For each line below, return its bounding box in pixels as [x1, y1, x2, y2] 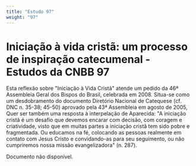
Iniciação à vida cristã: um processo [6, 40, 188, 54]
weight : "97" [6, 14, 39, 20]
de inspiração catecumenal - [6, 52, 150, 66]
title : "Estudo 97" [6, 8, 55, 15]
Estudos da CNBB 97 [6, 65, 110, 79]
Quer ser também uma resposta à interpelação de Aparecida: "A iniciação [6, 110, 186, 117]
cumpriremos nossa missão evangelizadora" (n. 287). [6, 142, 138, 149]
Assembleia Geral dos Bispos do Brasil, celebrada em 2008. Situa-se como [6, 91, 190, 98]
